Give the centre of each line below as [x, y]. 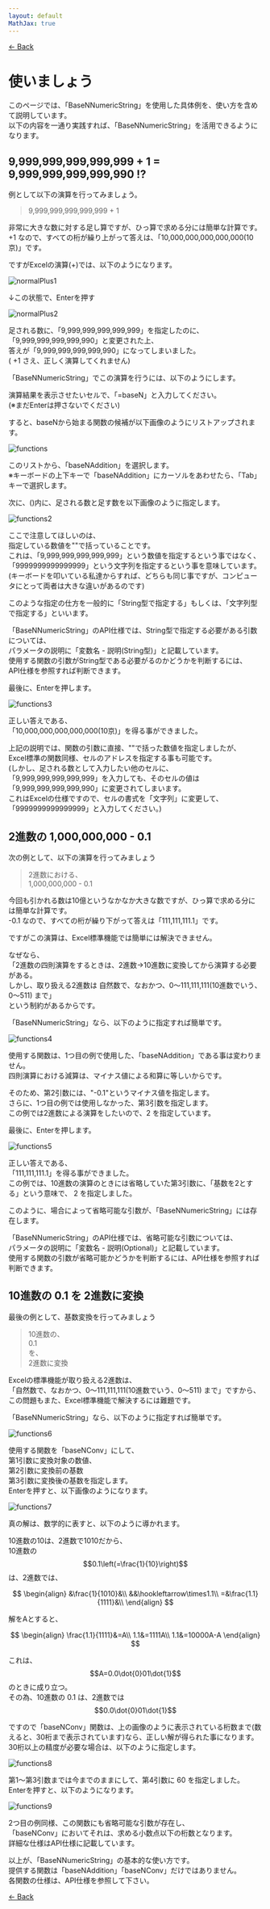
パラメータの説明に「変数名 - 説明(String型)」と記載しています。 [116, 650]
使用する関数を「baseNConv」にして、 [74, 1450]
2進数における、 [55, 875]
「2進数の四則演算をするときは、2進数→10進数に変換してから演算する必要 [133, 965]
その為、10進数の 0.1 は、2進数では [66, 1697]
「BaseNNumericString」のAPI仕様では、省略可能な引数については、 [123, 1238]
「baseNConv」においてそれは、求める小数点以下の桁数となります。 [123, 1833]
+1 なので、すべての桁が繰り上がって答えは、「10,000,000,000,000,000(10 [131, 238]
